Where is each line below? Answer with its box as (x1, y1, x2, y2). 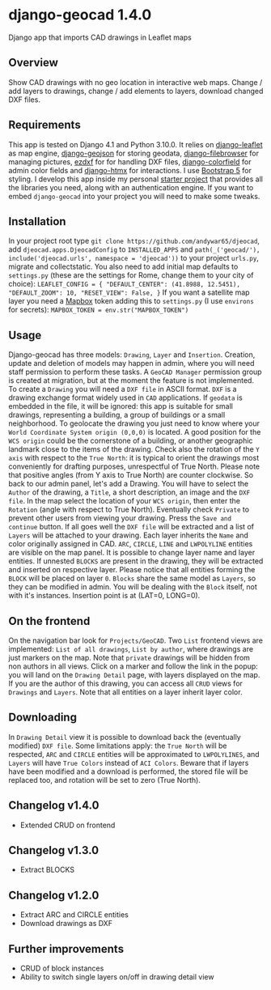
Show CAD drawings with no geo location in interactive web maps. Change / (8, 77, 263, 87)
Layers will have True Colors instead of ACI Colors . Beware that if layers (8, 758, 249, 767)
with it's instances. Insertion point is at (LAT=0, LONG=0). (8, 591, 201, 601)
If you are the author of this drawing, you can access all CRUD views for (8, 678, 243, 688)
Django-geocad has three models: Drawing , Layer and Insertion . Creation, (8, 350, 256, 359)
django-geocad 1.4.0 (8, 6, 152, 24)
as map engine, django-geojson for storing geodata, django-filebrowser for (8, 148, 259, 158)
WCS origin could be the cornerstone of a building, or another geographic (8, 436, 253, 446)
